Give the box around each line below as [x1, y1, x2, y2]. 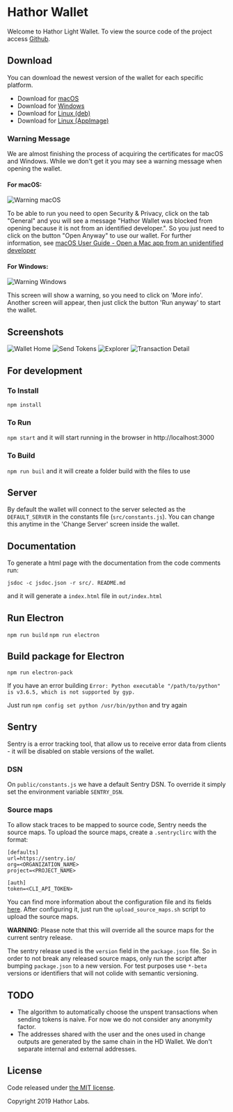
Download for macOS [17, 94, 79, 102]
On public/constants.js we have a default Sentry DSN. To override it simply [7, 780, 226, 788]
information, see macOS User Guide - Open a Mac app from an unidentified [7, 239, 224, 247]
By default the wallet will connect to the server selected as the [7, 506, 186, 514]
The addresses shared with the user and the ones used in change [17, 1030, 206, 1038]
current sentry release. [7, 934, 73, 942]
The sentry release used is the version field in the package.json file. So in [7, 947, 217, 955]
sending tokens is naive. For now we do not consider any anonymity [17, 1015, 212, 1024]
